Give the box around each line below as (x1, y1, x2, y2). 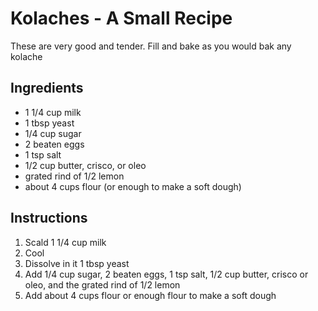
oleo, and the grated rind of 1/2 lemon (24, 278, 181, 291)
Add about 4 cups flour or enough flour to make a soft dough (24, 289, 277, 301)
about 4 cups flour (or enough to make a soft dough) (24, 180, 242, 192)
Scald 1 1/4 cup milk (24, 236, 107, 248)
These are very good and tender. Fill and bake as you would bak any (10, 40, 292, 52)
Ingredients (10, 80, 84, 97)
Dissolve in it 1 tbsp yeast (24, 257, 130, 269)
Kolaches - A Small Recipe (10, 7, 233, 30)
